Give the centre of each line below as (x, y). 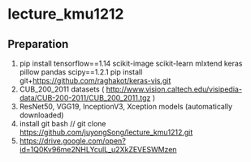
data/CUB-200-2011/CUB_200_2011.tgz (85, 98)
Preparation (38, 44)
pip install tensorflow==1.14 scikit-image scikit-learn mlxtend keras (131, 63)
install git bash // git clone (63, 124)
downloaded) (41, 115)
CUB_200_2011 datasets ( (62, 89)
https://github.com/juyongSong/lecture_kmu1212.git (106, 132)
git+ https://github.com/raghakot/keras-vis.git (95, 81)
